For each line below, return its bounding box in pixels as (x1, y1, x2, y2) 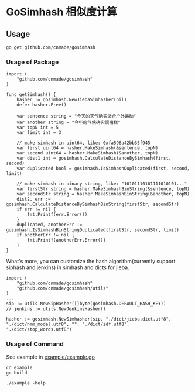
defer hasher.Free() (16, 102, 67, 108)
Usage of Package (6, 58, 59, 66)
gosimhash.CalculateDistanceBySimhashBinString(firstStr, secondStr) (6, 201, 180, 208)
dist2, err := (16, 197, 51, 202)
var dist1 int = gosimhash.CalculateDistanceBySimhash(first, (16, 156, 172, 161)
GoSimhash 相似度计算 (6, 5, 118, 19)
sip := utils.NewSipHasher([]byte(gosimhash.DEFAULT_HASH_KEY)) (6, 301, 166, 307)
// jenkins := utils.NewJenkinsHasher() (6, 306, 107, 312)
